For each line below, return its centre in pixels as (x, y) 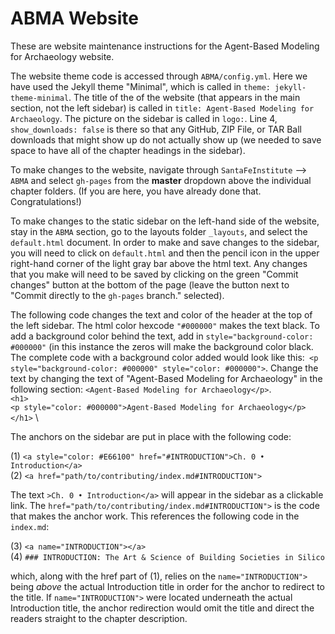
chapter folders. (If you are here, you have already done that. (136, 191)
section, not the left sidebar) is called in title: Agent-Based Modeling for (162, 108)
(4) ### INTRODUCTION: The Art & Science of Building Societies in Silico (167, 556)
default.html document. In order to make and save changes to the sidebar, (165, 242)
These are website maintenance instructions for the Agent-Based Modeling (165, 46)
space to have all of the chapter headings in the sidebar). (128, 150)
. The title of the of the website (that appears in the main (184, 97)
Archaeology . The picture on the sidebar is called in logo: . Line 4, (144, 118)
